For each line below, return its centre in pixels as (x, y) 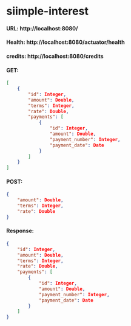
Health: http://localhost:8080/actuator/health (66, 42)
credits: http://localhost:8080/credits (55, 56)
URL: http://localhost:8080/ (42, 28)
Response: (20, 231)
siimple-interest (48, 11)
